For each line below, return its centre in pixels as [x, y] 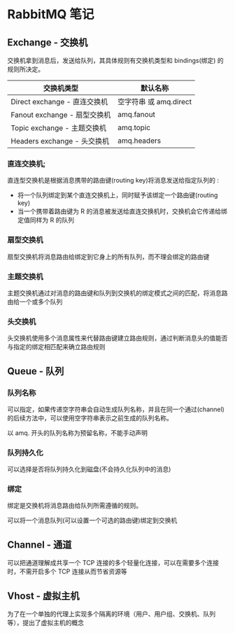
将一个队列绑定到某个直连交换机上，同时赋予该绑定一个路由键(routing [117, 195]
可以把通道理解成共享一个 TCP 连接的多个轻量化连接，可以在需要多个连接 [113, 563]
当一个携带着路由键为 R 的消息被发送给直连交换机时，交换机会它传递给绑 [122, 211]
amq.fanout [137, 114]
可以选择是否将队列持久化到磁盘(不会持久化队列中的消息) [89, 469]
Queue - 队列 [36, 371]
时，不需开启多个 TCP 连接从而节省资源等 [67, 571]
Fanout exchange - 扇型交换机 [61, 115]
